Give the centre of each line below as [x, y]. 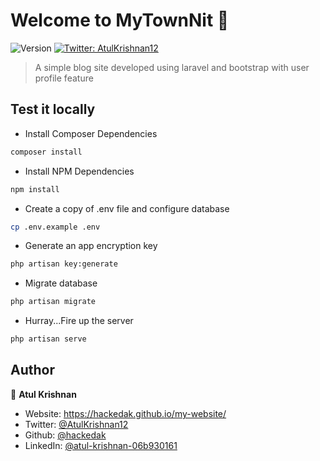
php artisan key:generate [64, 264]
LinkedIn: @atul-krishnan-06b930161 [101, 445]
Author [32, 370]
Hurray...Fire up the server [79, 321]
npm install [35, 189]
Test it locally [53, 109]
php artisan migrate [53, 302]
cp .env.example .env [55, 227]
